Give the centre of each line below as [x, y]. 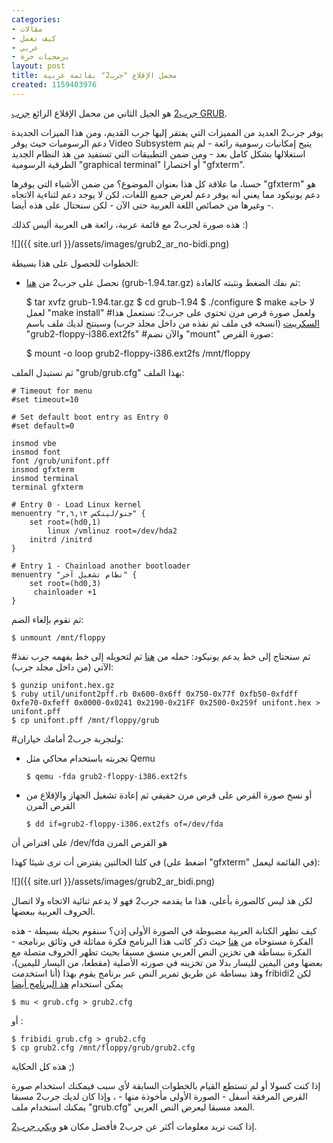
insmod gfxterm [43, 469]
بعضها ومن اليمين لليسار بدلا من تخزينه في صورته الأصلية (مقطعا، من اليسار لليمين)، [167, 962]
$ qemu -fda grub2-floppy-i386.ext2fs [106, 776]
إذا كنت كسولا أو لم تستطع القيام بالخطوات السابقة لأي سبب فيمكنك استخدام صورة [166, 1085]
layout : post [38, 66]
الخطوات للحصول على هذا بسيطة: [75, 263]
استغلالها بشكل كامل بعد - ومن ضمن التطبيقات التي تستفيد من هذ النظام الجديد [158, 153]
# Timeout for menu [52, 391]
